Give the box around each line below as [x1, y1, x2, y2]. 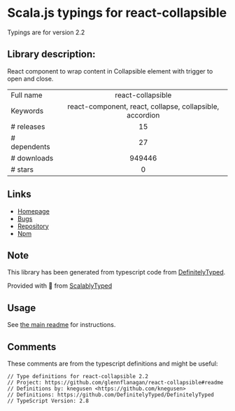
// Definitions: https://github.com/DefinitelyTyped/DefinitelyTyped [7, 391, 215, 398]
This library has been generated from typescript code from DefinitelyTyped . [7, 268, 226, 277]
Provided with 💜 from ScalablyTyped [7, 281, 113, 290]
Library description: [7, 48, 96, 60]
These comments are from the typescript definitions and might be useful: [7, 359, 218, 368]
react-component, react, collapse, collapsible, [67, 102, 220, 111]
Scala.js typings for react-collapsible [7, 5, 227, 21]
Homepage [17, 207, 50, 215]
